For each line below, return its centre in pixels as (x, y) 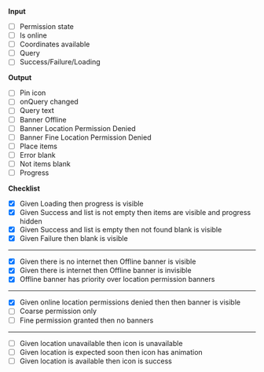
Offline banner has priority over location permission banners (117, 279)
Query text (37, 111)
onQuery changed (49, 102)
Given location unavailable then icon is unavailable (101, 343)
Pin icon (33, 93)
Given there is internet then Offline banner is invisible (105, 271)
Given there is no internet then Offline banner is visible (108, 261)
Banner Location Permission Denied (77, 128)
